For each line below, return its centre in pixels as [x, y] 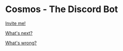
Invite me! [16, 23]
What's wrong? [21, 43]
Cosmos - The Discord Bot [61, 9]
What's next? [19, 33]
